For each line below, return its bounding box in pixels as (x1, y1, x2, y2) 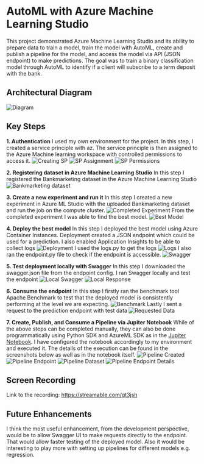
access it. (6, 157, 30, 164)
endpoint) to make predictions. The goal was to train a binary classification (6, 57, 194, 64)
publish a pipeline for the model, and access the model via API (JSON (6, 50, 181, 57)
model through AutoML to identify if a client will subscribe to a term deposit (6, 63, 196, 71)
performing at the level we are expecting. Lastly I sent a (6, 300, 182, 307)
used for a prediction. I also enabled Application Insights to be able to (6, 238, 181, 245)
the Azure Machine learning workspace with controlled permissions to (6, 151, 183, 158)
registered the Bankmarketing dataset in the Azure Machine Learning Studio (6, 175, 197, 182)
